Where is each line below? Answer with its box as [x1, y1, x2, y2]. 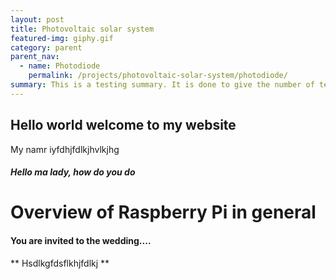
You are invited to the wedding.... [10, 234, 152, 246]
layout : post [10, 14, 65, 25]
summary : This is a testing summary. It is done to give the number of [10, 80, 315, 90]
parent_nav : [10, 52, 60, 62]
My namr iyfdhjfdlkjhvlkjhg [10, 143, 120, 155]
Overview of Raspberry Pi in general [10, 201, 317, 224]
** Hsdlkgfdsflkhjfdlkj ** [10, 257, 110, 269]
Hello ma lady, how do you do [10, 166, 136, 178]
